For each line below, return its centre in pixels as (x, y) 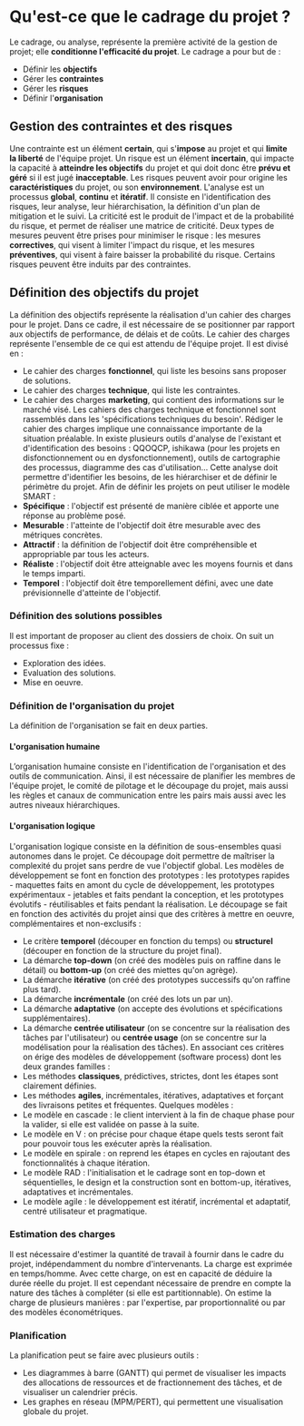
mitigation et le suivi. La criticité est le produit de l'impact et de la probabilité (152, 216)
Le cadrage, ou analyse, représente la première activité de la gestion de (144, 42)
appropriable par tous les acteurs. (86, 554)
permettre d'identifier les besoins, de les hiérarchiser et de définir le (150, 477)
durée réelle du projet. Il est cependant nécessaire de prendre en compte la (151, 1283)
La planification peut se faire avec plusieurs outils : (104, 1355)
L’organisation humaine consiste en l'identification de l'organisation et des (148, 767)
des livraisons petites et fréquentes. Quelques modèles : (128, 1105)
